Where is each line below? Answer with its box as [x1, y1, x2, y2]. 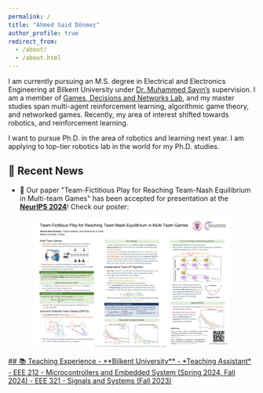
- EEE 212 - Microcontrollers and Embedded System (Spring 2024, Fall [8, 368, 236, 377]
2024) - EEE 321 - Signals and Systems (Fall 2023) [8, 377, 172, 386]
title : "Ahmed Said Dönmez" [8, 20, 100, 29]
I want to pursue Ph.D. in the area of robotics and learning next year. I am [8, 133, 245, 143]
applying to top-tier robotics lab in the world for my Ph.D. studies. [8, 142, 220, 151]
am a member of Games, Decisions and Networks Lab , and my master [8, 93, 235, 102]
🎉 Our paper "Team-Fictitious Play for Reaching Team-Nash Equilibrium [19, 185, 251, 195]
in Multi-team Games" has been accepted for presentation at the [19, 193, 229, 203]
